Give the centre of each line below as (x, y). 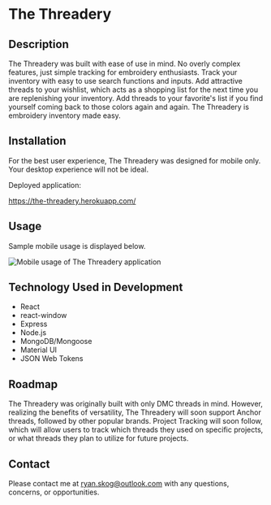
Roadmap (33, 384)
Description (39, 44)
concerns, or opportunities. (54, 492)
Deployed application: (45, 185)
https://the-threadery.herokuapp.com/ (72, 201)
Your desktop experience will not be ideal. (78, 169)
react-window (43, 316)
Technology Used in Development (96, 287)
